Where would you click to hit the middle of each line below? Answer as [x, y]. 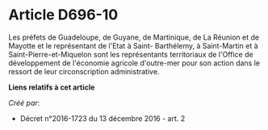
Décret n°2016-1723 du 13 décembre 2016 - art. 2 [103, 118]
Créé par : [24, 103]
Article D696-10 [63, 15]
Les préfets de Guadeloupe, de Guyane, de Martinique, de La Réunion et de [134, 37]
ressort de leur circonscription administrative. [84, 71]
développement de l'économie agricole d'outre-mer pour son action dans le [134, 63]
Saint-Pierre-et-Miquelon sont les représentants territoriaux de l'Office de [131, 54]
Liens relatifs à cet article [52, 87]
